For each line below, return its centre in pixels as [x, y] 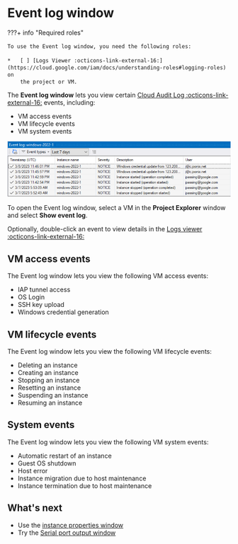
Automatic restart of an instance [64, 456]
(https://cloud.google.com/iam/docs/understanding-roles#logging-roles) [117, 68]
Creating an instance [48, 373]
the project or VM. [49, 82]
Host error [33, 470]
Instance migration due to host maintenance [82, 478]
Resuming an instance [50, 403]
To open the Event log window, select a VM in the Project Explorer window [117, 208]
